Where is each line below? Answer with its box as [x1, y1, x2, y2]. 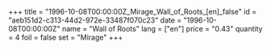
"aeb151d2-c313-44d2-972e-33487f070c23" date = [8, 15, 182, 25]
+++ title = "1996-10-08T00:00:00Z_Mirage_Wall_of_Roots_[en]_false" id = [8, 7, 256, 16]
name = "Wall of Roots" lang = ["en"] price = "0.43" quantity [61, 24, 263, 33]
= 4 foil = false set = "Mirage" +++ [8, 32, 123, 42]
